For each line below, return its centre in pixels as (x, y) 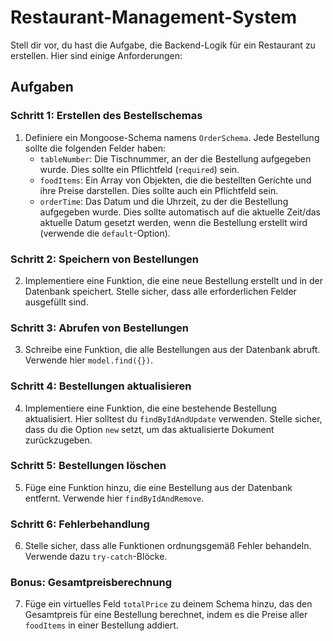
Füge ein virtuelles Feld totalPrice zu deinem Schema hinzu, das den (168, 604)
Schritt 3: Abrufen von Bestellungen (100, 328)
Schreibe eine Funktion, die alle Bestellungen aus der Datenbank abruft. (172, 350)
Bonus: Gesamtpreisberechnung (91, 583)
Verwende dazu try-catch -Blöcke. (96, 557)
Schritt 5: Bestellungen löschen (88, 466)
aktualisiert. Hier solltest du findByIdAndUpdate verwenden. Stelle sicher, (173, 418)
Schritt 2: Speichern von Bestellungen (105, 259)
